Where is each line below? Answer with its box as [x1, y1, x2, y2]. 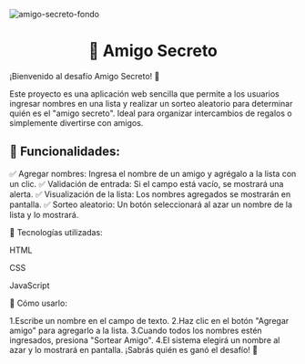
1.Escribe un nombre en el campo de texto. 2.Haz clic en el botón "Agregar [9, 315, 290, 326]
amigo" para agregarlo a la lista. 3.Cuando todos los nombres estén [9, 325, 262, 336]
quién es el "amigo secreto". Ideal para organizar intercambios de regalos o [9, 108, 293, 119]
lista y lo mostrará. [9, 209, 79, 220]
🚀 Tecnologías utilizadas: [9, 226, 103, 237]
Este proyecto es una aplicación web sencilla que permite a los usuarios [9, 88, 280, 99]
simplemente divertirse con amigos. [9, 117, 144, 128]
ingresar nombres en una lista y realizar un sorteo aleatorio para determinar [9, 98, 293, 109]
